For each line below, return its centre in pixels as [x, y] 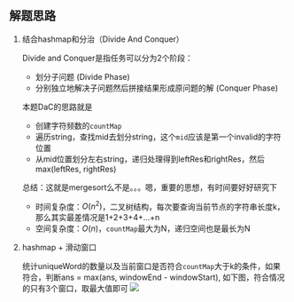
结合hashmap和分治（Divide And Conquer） [103, 39]
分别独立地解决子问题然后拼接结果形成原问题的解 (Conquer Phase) [157, 88]
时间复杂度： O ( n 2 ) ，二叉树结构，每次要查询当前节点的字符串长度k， [160, 205]
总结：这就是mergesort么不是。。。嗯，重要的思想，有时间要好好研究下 [149, 187]
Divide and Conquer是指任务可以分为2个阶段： [107, 58]
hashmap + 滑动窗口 [59, 248]
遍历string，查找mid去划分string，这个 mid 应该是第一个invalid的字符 [158, 137]
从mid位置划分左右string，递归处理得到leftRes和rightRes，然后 [150, 159]
